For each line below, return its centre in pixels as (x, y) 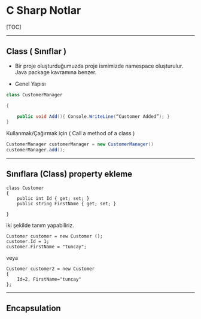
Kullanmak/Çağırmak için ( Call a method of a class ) (71, 133)
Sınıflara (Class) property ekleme (69, 174)
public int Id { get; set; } (53, 198)
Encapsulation (33, 309)
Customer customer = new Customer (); (54, 236)
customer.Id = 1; (28, 241)
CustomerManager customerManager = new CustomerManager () (80, 144)
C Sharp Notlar (44, 10)
